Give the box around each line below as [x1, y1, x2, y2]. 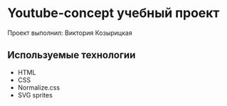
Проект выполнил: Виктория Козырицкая [7, 28, 133, 37]
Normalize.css [17, 83, 60, 92]
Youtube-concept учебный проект [7, 5, 220, 21]
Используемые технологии [7, 49, 136, 61]
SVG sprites [17, 90, 53, 99]
